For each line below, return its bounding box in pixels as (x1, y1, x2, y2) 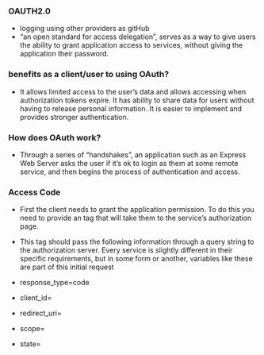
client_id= (19, 293, 52, 303)
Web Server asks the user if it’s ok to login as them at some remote (19, 158, 239, 168)
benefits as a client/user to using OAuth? (8, 69, 169, 80)
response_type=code (19, 278, 90, 287)
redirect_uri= (19, 308, 62, 318)
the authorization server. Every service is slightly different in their (19, 245, 233, 255)
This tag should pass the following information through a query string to (19, 237, 254, 247)
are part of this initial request (19, 262, 114, 272)
